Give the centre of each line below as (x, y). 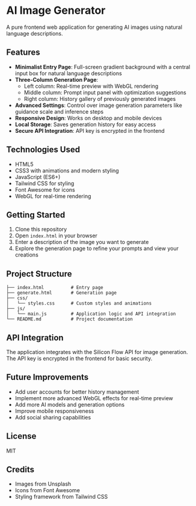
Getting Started (36, 215)
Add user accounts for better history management (77, 392)
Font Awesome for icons (45, 189)
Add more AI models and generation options (70, 404)
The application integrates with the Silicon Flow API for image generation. (97, 352)
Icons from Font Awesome (47, 490)
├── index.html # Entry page (55, 288)
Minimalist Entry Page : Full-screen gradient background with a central (103, 67)
